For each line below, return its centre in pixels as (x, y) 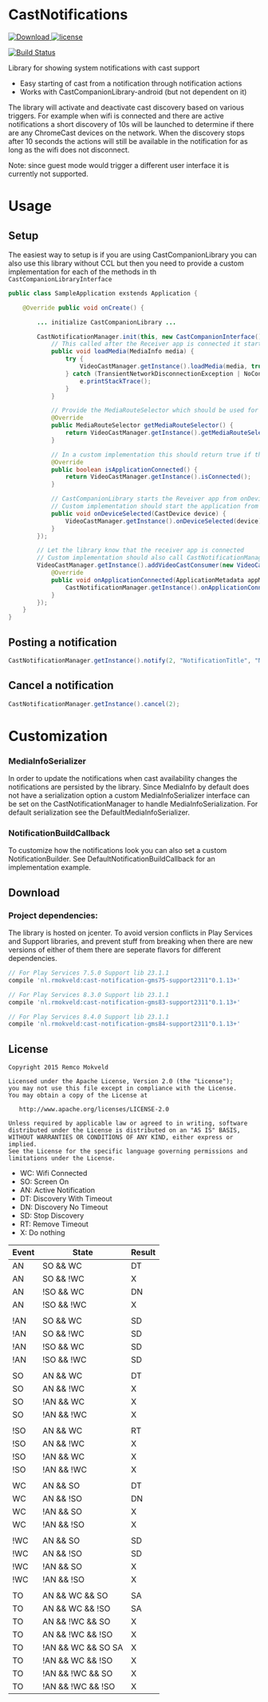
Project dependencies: (53, 915)
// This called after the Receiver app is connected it (146, 344)
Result (144, 1253)
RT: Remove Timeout (54, 1224)
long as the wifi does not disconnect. (69, 149)
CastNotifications (68, 15)
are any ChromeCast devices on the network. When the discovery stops (126, 133)
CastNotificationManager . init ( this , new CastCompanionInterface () (150, 337)
